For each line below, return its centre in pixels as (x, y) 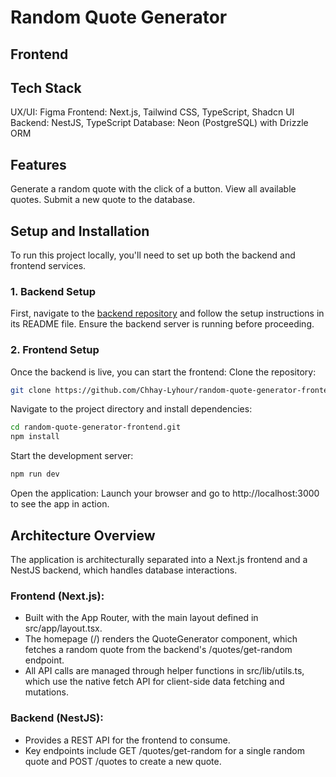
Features (38, 164)
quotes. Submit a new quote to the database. (103, 200)
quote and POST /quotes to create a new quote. (123, 761)
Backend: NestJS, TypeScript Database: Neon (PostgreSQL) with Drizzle (159, 123)
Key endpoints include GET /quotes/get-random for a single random (164, 750)
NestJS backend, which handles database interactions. (124, 570)
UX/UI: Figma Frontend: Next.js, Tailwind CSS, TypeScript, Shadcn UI (152, 112)
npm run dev (35, 474)
